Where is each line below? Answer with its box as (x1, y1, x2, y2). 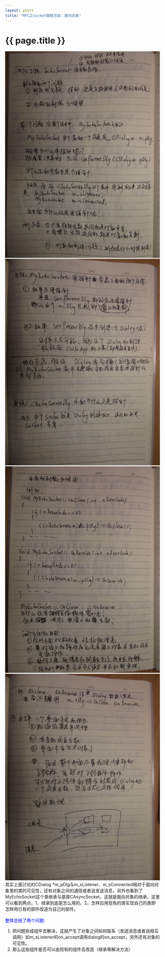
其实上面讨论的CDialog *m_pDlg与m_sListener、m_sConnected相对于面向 (5, 882, 155, 888)
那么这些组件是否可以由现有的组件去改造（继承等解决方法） (12, 947, 133, 953)
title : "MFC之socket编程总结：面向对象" (5, 13, 82, 18)
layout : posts (5, 8, 34, 13)
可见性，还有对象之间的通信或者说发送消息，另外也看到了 (26, 888, 143, 894)
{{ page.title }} (5, 35, 66, 46)
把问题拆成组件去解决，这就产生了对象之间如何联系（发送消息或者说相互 (12, 928, 159, 934)
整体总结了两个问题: (5, 918, 46, 924)
